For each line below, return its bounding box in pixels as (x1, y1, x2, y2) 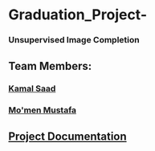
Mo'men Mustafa (8, 104, 77, 116)
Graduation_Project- (8, 6, 148, 24)
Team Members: (8, 59, 92, 73)
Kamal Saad (8, 83, 56, 94)
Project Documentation (8, 129, 127, 143)
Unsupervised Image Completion (8, 35, 140, 46)
